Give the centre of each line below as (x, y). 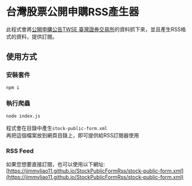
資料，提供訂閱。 (37, 36)
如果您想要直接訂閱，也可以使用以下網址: (56, 164)
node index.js (23, 116)
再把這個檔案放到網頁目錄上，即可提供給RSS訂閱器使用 (73, 135)
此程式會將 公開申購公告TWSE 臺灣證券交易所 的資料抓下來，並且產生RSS (94, 29)
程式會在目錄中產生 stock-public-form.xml (57, 128)
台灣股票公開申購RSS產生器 (73, 12)
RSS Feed (20, 151)
